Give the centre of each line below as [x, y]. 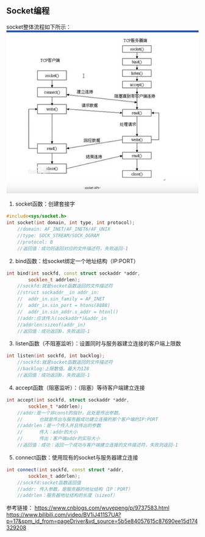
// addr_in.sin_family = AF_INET [61, 299]
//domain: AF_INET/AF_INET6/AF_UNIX [64, 229]
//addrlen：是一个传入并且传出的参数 [59, 426]
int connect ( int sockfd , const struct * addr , [65, 470]
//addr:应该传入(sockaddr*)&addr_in [62, 318]
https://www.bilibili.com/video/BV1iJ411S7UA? [64, 515]
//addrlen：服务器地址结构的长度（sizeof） [67, 496]
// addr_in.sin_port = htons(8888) [64, 306]
